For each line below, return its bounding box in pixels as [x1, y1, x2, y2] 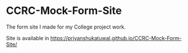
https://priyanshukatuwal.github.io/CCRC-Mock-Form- [50, 34, 182, 41]
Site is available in [6, 34, 50, 41]
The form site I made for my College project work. [6, 23, 126, 30]
